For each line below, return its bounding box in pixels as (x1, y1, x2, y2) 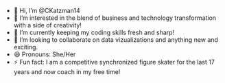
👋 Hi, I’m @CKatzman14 (13, 7, 80, 14)
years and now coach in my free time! (13, 68, 121, 75)
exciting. (13, 43, 38, 51)
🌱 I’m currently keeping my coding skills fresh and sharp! (13, 28, 175, 36)
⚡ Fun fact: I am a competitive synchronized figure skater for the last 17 (13, 58, 215, 66)
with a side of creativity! (13, 21, 82, 29)
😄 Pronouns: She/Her (13, 50, 76, 58)
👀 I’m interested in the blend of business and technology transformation (13, 14, 217, 22)
